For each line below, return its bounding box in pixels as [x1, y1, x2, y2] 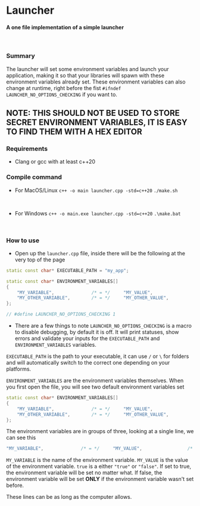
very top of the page [14, 256, 65, 263]
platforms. [6, 365, 32, 373]
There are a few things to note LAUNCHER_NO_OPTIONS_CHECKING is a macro [14, 322, 192, 329]
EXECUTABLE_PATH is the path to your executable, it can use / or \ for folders [6, 353, 189, 360]
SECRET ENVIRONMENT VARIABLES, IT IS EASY [6, 118, 187, 128]
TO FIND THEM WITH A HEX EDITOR [6, 126, 142, 137]
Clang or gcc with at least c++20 [14, 158, 96, 165]
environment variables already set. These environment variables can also [6, 78, 186, 85]
